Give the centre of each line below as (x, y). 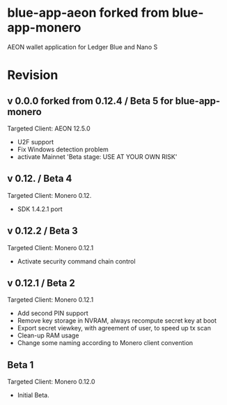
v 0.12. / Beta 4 (40, 179)
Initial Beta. (33, 395)
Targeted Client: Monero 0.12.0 (51, 382)
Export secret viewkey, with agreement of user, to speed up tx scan (114, 328)
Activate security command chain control (76, 261)
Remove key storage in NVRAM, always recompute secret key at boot (117, 321)
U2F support (36, 142)
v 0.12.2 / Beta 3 (42, 231)
